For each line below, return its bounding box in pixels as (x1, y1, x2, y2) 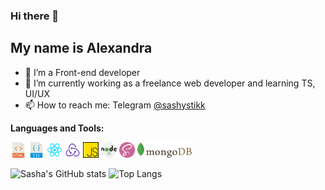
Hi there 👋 (10, 9, 60, 23)
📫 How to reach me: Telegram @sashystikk (24, 99, 206, 111)
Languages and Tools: (10, 122, 105, 134)
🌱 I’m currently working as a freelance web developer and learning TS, (24, 77, 316, 89)
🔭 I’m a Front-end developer (24, 66, 141, 78)
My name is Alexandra (10, 40, 153, 57)
